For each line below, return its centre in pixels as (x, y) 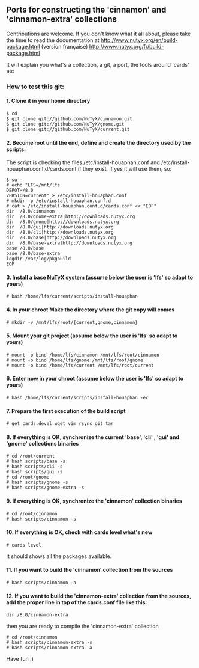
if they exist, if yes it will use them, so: (125, 169)
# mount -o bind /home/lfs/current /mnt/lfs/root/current (80, 365)
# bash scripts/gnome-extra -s (45, 488)
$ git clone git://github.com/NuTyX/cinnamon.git (70, 119)
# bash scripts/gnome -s (37, 483)
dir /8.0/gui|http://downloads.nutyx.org (60, 227)
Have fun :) (20, 659)
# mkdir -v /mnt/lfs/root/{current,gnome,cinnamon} (72, 322)
